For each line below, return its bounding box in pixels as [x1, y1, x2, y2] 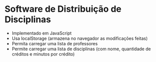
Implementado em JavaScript [11, 30, 72, 36]
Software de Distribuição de [4, 3, 121, 15]
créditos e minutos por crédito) [11, 51, 75, 57]
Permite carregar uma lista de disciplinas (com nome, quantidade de [11, 46, 151, 52]
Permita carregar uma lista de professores [11, 40, 98, 46]
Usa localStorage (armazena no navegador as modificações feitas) [11, 35, 148, 41]
